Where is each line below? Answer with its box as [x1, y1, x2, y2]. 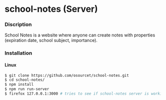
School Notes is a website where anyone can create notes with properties [4, 32, 156, 38]
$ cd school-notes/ [4, 77, 45, 82]
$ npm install [4, 82, 34, 87]
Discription [4, 21, 32, 28]
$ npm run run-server [4, 87, 50, 92]
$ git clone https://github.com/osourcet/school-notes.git [4, 73, 129, 78]
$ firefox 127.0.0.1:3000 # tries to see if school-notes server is [4, 91, 149, 97]
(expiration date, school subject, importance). [4, 37, 98, 43]
